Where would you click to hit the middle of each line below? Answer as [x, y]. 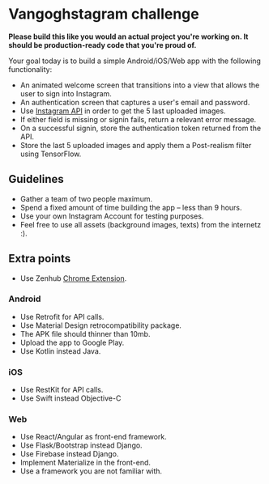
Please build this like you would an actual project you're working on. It [128, 36]
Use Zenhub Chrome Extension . [73, 278]
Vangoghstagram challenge [104, 14]
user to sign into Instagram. [66, 93]
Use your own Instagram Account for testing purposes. [112, 216]
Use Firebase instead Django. [69, 454]
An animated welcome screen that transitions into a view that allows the [140, 85]
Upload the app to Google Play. [72, 342]
